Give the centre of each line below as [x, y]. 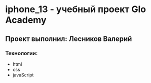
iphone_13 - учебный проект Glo [75, 9]
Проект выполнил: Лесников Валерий [69, 39]
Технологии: [22, 53]
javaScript [23, 75]
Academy [26, 20]
